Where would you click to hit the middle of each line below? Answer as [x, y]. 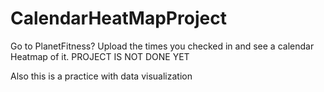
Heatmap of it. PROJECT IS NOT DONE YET [100, 56]
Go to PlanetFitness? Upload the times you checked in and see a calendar [162, 46]
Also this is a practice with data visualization [101, 76]
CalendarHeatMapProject [118, 18]
